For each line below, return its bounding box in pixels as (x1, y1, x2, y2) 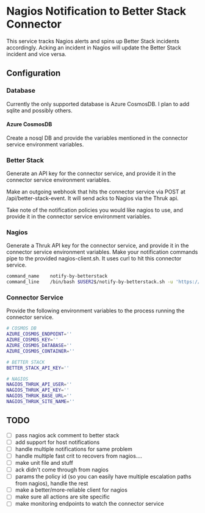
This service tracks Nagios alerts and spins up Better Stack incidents (6, 37, 180, 45)
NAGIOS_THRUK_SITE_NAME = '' (6, 398, 75, 405)
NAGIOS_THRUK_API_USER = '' (6, 381, 72, 388)
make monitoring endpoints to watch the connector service (15, 500, 164, 508)
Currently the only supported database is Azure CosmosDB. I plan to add (6, 100, 190, 107)
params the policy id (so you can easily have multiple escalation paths (15, 473, 192, 480)
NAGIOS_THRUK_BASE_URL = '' (6, 393, 72, 399)
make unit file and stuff (15, 459, 73, 467)
